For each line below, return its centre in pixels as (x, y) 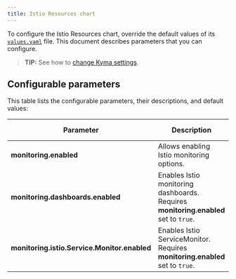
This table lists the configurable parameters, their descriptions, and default (115, 101)
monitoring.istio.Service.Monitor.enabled (81, 248)
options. (171, 164)
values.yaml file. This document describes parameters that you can (105, 41)
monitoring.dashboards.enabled (66, 197)
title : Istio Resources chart (52, 14)
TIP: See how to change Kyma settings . (81, 62)
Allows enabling (184, 147)
